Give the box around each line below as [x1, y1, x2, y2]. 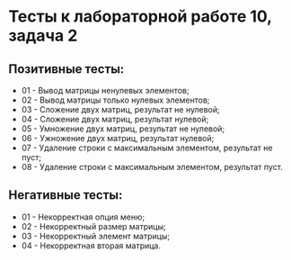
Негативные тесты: [8, 187, 123, 203]
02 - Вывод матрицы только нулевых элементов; [21, 94, 210, 105]
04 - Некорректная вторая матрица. [21, 240, 161, 251]
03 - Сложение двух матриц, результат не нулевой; [21, 104, 221, 114]
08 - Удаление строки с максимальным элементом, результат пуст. [21, 162, 284, 172]
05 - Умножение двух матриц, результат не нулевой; [21, 123, 225, 134]
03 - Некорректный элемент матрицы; [21, 230, 171, 241]
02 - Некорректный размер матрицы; [21, 220, 167, 231]
